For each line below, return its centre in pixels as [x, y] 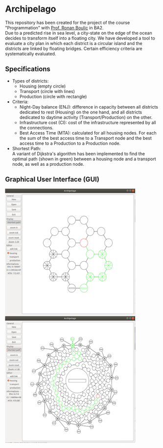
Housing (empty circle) [43, 86]
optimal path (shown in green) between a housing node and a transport [84, 159]
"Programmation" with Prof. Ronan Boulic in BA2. [54, 27]
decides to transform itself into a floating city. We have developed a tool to [80, 38]
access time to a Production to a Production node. [70, 143]
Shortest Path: [27, 148]
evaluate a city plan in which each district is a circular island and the [74, 43]
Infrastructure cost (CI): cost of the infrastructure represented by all [88, 122]
